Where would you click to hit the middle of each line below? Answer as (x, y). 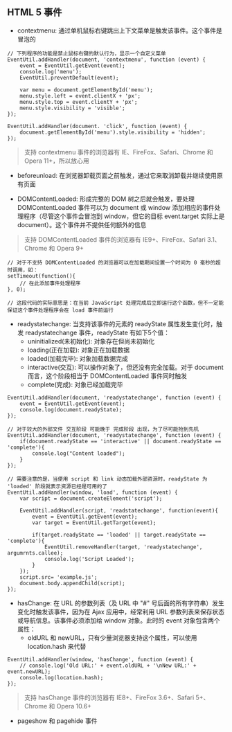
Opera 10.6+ (74, 706)
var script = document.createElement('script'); (91, 498)
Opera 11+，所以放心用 (56, 161)
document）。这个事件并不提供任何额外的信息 (82, 224)
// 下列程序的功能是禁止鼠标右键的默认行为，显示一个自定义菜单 (87, 53)
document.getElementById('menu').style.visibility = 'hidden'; (113, 132)
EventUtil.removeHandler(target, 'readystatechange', (123, 547)
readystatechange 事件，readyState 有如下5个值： (98, 332)
